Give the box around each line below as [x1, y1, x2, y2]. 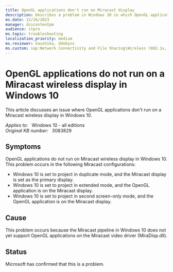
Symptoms [5, 142, 41, 151]
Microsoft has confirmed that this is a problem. [5, 261, 105, 267]
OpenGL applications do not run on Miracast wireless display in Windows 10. [5, 156, 168, 162]
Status [5, 247, 27, 256]
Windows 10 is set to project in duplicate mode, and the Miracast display [12, 171, 167, 178]
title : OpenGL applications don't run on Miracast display [5, 7, 135, 13]
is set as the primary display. [12, 177, 74, 183]
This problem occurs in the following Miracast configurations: [5, 161, 136, 167]
